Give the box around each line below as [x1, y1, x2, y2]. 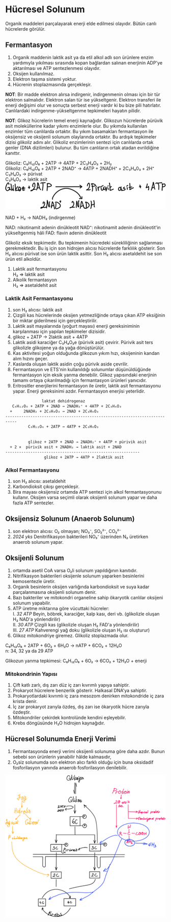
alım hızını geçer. [12, 355, 48, 361]
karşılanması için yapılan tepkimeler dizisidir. [12, 328, 106, 334]
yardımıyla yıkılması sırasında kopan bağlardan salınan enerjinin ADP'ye [12, 60, 163, 66]
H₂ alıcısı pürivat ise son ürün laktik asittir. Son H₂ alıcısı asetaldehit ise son [5, 251, 162, 257]
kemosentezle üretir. [12, 578, 56, 584]
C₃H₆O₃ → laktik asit [5, 176, 47, 182]
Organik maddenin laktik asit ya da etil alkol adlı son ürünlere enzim [12, 54, 154, 60]
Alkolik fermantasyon [12, 277, 57, 283]
